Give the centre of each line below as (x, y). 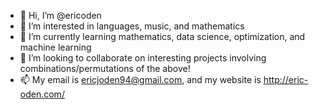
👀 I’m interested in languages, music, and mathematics (132, 26)
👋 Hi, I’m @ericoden (60, 15)
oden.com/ (42, 94)
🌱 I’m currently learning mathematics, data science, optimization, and (162, 36)
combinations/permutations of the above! (105, 68)
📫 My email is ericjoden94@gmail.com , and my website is (140, 79)
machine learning (55, 47)
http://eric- (286, 79)
